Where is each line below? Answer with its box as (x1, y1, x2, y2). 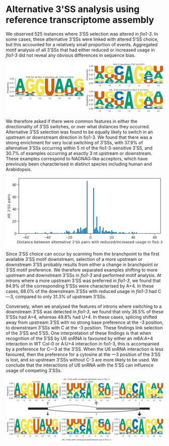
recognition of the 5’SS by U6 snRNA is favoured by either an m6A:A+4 (6, 335, 153, 341)
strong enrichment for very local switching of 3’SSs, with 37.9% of (6, 140, 143, 146)
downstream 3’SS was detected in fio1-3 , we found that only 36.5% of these (6, 308, 164, 315)
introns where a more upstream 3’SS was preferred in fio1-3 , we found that (6, 278, 161, 284)
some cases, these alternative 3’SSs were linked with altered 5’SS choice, (6, 36, 159, 42)
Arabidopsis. (6, 166, 32, 172)
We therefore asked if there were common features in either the (6, 118, 138, 124)
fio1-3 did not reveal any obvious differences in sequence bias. (6, 52, 136, 58)
